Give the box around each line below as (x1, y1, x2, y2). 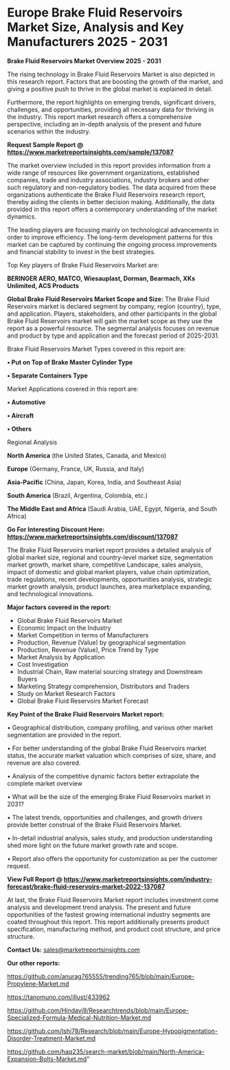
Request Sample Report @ (7, 140, 84, 149)
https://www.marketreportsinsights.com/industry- (63, 875, 213, 883)
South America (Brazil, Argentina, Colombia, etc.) (7, 491, 148, 499)
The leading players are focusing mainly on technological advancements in (7, 226, 219, 234)
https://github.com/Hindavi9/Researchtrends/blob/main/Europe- (7, 1006, 189, 1014)
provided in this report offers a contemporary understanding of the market (7, 205, 218, 213)
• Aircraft (7, 411, 34, 419)
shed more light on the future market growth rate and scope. (7, 841, 179, 849)
